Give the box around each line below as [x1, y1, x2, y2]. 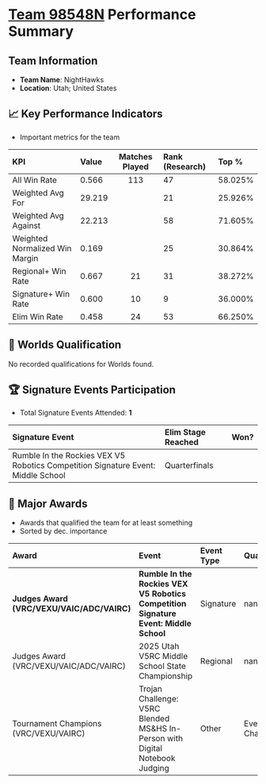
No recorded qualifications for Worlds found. [8, 359, 154, 369]
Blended [138, 713, 170, 725]
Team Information [8, 54, 98, 67]
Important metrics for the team [19, 132, 120, 142]
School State [138, 660, 186, 671]
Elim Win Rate [12, 311, 63, 322]
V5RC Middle [138, 651, 188, 662]
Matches [118, 151, 153, 162]
